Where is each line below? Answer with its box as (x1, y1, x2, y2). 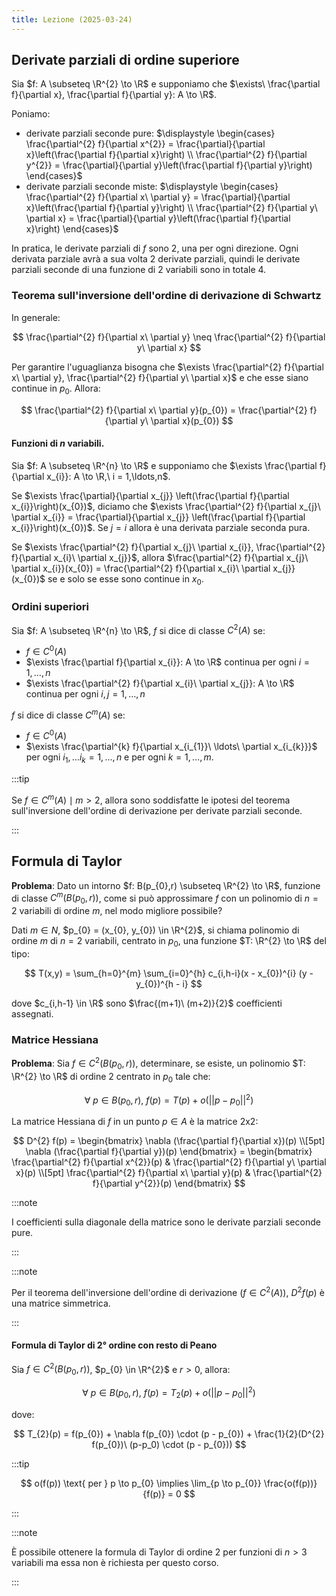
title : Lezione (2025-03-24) (11, 14, 133, 25)
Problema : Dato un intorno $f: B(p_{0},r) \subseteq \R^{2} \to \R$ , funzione (11, 879, 321, 891)
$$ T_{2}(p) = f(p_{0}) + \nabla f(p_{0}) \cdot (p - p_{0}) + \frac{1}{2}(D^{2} (13, 1427, 325, 1440)
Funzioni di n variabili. (11, 437, 105, 450)
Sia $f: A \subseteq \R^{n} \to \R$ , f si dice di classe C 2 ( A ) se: (11, 622, 266, 636)
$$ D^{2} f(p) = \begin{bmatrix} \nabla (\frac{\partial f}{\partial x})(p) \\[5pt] (12, 1134, 326, 1146)
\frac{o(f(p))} (263, 1477, 318, 1489)
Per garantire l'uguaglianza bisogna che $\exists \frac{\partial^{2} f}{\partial (11, 361, 324, 373)
